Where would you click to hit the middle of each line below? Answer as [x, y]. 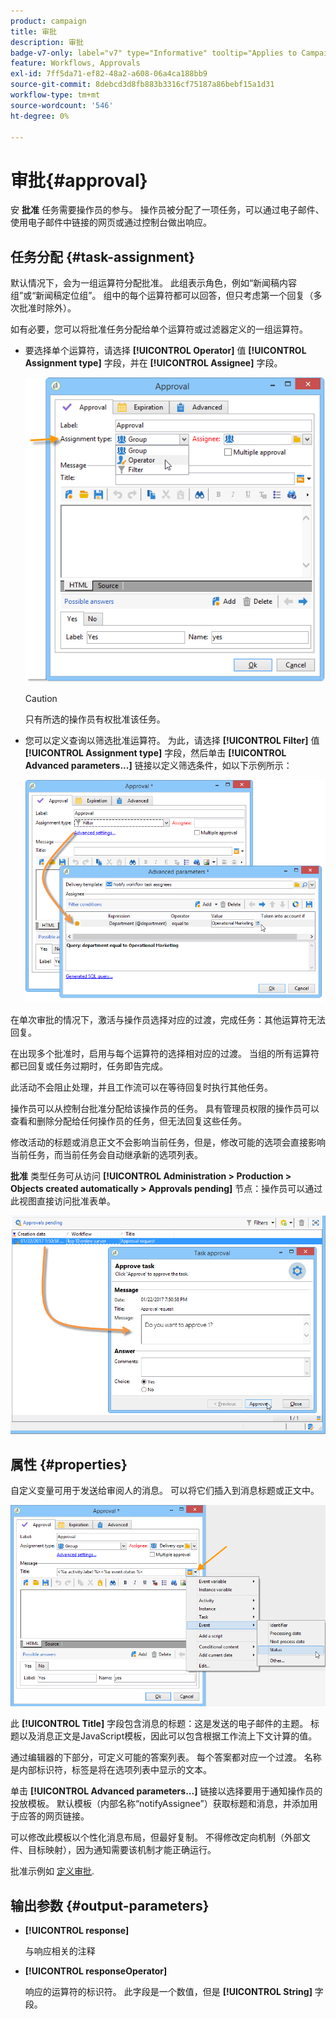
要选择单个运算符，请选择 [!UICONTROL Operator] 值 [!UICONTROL [165, 351]
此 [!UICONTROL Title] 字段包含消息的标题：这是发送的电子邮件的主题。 [159, 1724]
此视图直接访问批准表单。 [63, 1201]
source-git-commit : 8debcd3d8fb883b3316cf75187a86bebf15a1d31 [142, 85]
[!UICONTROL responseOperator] [96, 1971]
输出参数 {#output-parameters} [110, 1905]
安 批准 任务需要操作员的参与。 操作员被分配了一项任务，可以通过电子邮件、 [167, 210]
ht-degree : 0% [40, 116]
